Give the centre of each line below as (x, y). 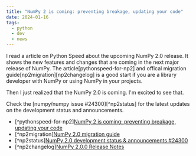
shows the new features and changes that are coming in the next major (92, 62)
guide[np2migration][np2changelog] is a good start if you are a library (92, 75)
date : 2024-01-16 (27, 17)
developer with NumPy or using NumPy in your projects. (74, 81)
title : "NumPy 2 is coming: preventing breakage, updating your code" (95, 12)
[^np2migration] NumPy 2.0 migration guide (67, 134)
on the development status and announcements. (65, 110)
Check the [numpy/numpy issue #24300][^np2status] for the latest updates (98, 104)
